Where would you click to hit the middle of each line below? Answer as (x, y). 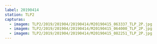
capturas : (15, 19)
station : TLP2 (20, 15)
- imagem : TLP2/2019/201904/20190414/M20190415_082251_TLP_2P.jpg (81, 33)
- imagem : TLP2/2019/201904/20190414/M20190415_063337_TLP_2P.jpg (81, 24)
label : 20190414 (22, 10)
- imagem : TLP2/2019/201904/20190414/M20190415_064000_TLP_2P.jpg (81, 29)
